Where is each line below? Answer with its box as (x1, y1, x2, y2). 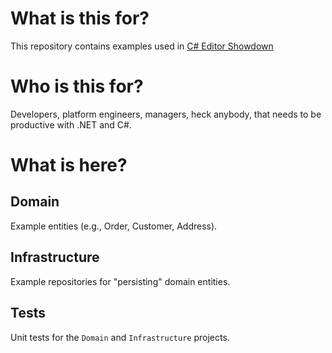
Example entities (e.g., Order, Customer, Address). (10, 220, 218, 232)
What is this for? (10, 7, 150, 30)
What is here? (10, 154, 128, 177)
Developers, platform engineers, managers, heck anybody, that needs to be (10, 108, 322, 120)
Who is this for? (10, 75, 144, 98)
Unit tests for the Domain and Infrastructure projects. (10, 331, 230, 343)
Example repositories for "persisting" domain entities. (10, 275, 231, 287)
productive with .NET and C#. (10, 118, 132, 131)
